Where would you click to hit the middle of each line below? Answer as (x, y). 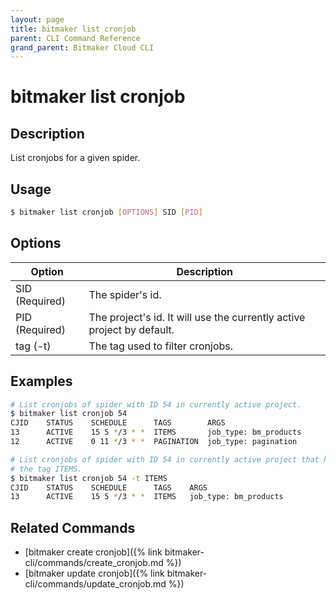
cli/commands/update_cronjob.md (95, 584)
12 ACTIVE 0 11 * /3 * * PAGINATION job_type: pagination (154, 442)
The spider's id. (125, 294)
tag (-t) (33, 346)
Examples (41, 381)
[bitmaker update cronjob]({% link (94, 573)
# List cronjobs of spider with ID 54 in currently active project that (165, 459)
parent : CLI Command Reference (75, 38)
